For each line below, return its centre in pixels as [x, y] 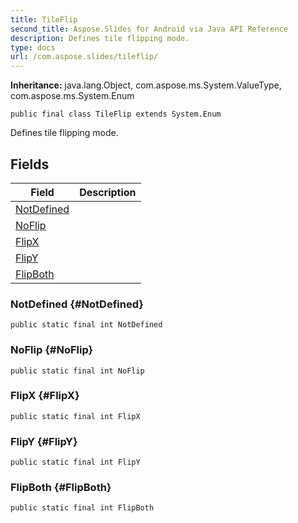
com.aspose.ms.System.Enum [72, 96]
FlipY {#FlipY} [44, 441]
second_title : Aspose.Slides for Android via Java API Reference [149, 29]
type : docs [33, 47]
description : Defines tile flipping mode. [100, 38]
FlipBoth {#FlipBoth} [61, 488]
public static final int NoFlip [77, 371]
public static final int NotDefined [86, 325]
